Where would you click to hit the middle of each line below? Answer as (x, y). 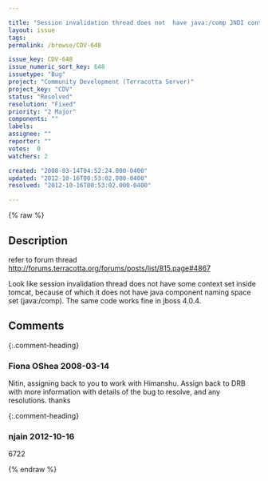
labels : (21, 126)
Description (38, 240)
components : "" (33, 119)
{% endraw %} (33, 470)
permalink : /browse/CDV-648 (55, 45)
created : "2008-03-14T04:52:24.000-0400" (78, 170)
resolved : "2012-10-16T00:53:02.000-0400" (80, 186)
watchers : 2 (28, 156)
